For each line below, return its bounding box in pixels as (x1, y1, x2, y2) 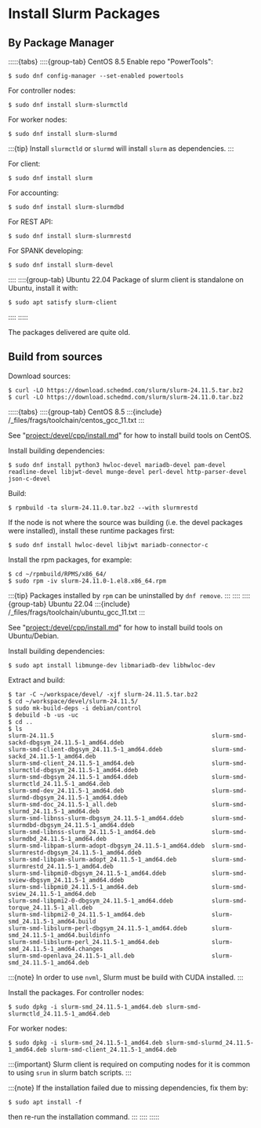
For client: (8, 159, 41, 168)
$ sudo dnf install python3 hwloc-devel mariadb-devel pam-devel (8, 461, 226, 468)
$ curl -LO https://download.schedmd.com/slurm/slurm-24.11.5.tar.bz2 (8, 386, 244, 394)
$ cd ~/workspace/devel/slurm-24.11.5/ (8, 697, 139, 705)
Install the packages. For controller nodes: (8, 987, 144, 997)
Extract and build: (8, 675, 65, 685)
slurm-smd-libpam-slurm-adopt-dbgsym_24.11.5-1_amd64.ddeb (8, 842, 205, 850)
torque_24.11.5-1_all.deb (8, 903, 92, 912)
